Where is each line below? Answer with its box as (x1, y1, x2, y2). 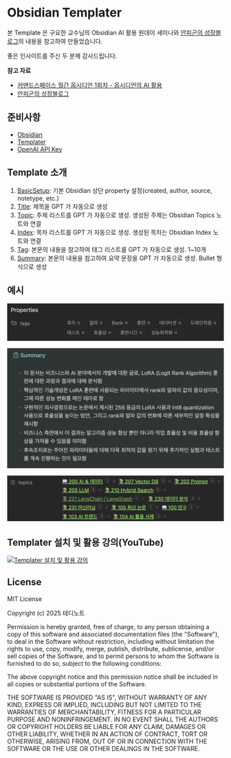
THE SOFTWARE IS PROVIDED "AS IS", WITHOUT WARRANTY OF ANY (7, 693, 208, 702)
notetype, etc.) (16, 194, 60, 202)
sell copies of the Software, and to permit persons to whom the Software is (7, 652, 220, 660)
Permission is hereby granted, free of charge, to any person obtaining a (7, 622, 210, 631)
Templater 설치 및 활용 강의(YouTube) (7, 536, 164, 548)
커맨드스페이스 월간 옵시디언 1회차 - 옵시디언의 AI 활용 (16, 81, 163, 89)
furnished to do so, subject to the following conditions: (7, 659, 162, 667)
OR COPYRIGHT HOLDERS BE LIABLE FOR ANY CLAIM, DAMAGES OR (7, 722, 206, 730)
